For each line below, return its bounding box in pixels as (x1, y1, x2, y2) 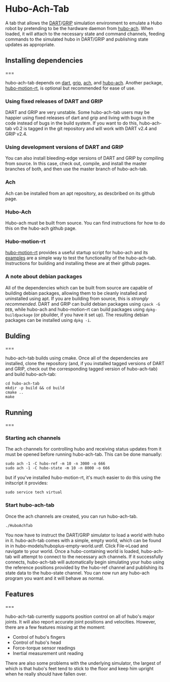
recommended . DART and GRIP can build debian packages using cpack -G (5, 301, 161, 307)
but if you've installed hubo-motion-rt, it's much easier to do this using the (5, 475, 161, 481)
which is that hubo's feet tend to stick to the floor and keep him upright (5, 665, 154, 671)
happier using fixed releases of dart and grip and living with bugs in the (5, 115, 155, 121)
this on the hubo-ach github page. (5, 225, 77, 231)
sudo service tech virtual (5, 490, 62, 495)
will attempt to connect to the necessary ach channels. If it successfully (13, 553, 163, 559)
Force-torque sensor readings (12, 644, 76, 651)
